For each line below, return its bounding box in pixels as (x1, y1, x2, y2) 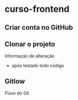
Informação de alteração (4, 53, 55, 59)
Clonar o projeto (4, 40, 55, 48)
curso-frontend (4, 3, 70, 15)
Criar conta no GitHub (4, 23, 73, 32)
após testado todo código (11, 63, 65, 69)
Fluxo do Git (4, 90, 29, 96)
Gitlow (4, 77, 25, 85)
